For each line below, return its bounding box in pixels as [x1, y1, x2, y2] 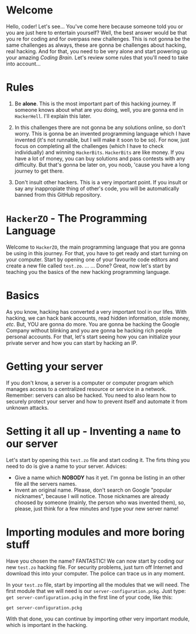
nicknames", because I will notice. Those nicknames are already [14, 492, 170, 499]
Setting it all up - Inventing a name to [6, 424, 181, 438]
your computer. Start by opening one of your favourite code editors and [6, 256, 178, 263]
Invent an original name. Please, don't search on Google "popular [14, 486, 172, 494]
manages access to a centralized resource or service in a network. [6, 385, 167, 392]
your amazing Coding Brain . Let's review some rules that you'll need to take [6, 54, 188, 61]
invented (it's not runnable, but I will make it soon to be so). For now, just [14, 136, 190, 143]
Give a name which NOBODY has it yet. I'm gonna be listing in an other [14, 474, 185, 481]
